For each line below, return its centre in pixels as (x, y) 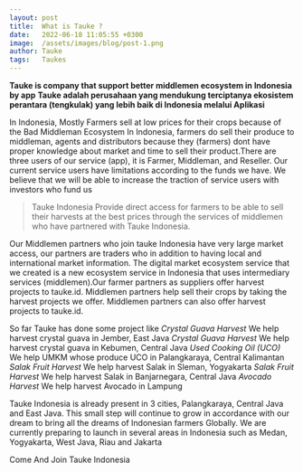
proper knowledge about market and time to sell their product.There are (143, 151)
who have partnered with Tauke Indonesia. (111, 226)
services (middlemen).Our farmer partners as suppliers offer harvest (137, 282)
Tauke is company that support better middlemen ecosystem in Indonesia (151, 85)
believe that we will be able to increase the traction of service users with (144, 180)
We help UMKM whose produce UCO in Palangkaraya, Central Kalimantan (147, 357)
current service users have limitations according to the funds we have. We (148, 170)
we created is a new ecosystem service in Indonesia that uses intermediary (150, 273)
